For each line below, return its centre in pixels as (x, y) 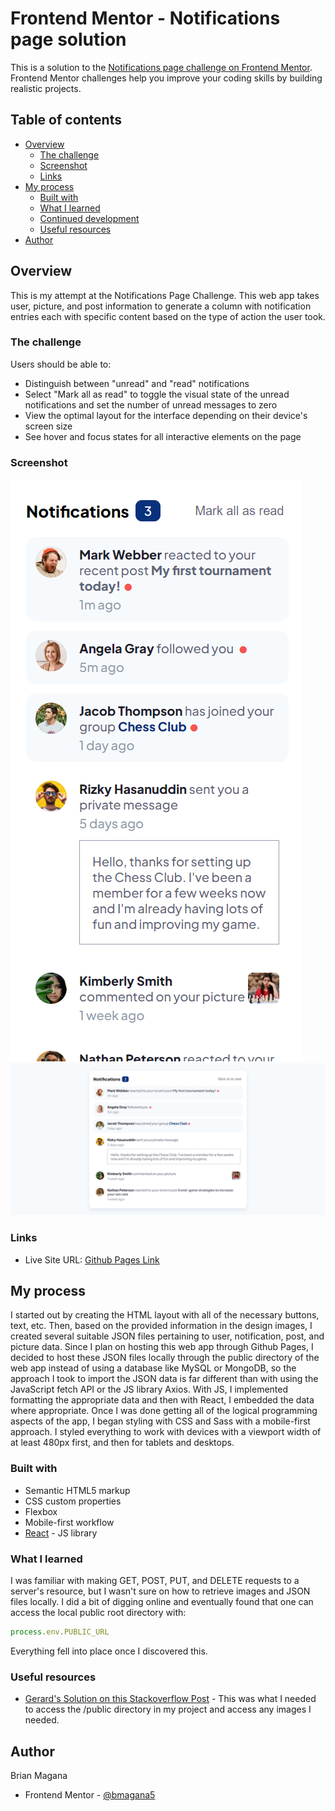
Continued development (89, 218)
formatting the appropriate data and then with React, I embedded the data (162, 1400)
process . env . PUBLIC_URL (60, 1632)
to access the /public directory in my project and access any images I (168, 1709)
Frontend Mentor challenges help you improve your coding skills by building (166, 78)
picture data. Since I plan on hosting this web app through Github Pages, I (162, 1347)
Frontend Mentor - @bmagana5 (90, 1794)
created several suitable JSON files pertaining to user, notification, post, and (167, 1336)
